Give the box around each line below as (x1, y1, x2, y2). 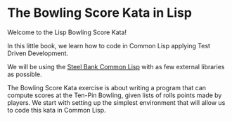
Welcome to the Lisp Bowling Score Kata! (7, 28, 127, 36)
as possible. (7, 70, 42, 78)
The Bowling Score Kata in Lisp (7, 5, 192, 21)
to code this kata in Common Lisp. (7, 106, 107, 114)
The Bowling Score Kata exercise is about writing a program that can (7, 83, 206, 92)
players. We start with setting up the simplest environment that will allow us (7, 98, 226, 106)
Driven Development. (7, 49, 69, 57)
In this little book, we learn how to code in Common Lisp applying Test (7, 41, 211, 50)
